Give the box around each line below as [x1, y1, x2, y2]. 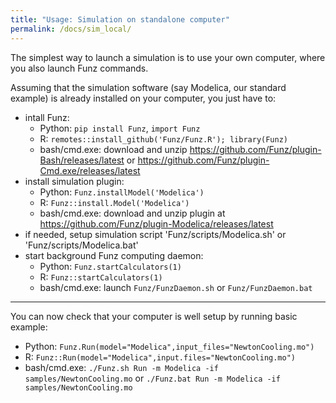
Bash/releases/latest [39, 154, 125, 166]
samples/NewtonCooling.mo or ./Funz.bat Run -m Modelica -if [24, 372, 281, 384]
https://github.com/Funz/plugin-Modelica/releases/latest [39, 217, 274, 230]
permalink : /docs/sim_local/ [10, 24, 132, 34]
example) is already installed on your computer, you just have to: [10, 92, 277, 104]
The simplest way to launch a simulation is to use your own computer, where [10, 51, 326, 63]
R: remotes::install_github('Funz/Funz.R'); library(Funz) [39, 132, 288, 145]
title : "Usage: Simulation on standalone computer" [10, 14, 230, 25]
